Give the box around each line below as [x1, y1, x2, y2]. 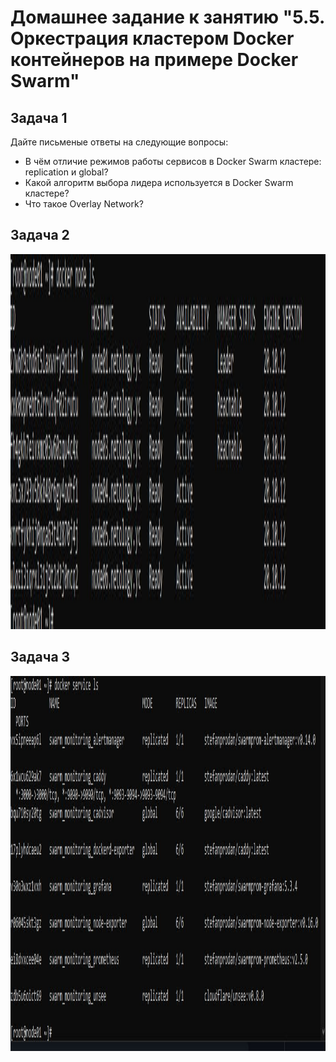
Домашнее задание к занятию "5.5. [10, 6, 325, 29]
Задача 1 [10, 109, 68, 126]
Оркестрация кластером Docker [10, 27, 295, 50]
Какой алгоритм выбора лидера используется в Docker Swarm [24, 177, 294, 188]
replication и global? [24, 166, 109, 178]
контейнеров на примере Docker [10, 49, 299, 71]
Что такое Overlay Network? [24, 198, 144, 210]
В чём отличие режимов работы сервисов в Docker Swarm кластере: [24, 156, 322, 167]
